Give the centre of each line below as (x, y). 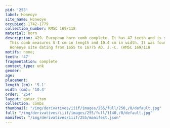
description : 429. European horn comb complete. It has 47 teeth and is (83, 38)
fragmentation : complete (31, 61)
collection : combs (25, 104)
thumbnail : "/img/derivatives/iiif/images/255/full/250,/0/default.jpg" (83, 108)
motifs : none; (20, 52)
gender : (13, 71)
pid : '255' (17, 10)
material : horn (21, 33)
